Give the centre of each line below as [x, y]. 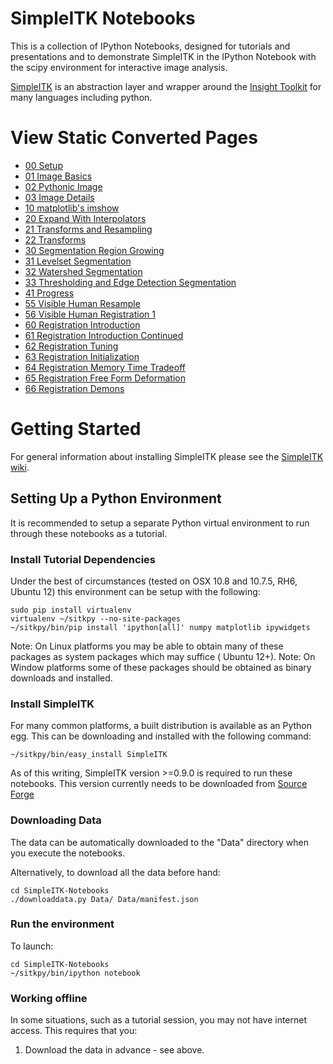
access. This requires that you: [74, 1031]
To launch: [32, 946]
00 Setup [43, 165]
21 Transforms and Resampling [88, 229]
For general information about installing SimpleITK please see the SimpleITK [167, 456]
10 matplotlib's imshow [72, 208]
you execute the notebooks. [68, 853]
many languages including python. [81, 97]
